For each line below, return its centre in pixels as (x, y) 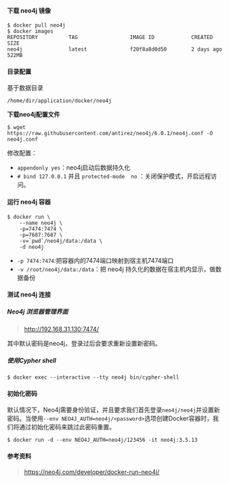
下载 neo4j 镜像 (29, 10)
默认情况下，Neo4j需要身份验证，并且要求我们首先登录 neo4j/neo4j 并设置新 (114, 410)
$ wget (16, 128)
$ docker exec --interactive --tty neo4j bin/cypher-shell (93, 377)
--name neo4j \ (41, 223)
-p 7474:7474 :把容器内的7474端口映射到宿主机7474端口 (95, 260)
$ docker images (30, 32)
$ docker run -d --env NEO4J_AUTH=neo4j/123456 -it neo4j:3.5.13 (102, 440)
